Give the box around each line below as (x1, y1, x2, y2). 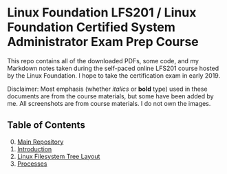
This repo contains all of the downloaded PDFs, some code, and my (7, 56, 199, 65)
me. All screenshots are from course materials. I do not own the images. (7, 99, 211, 107)
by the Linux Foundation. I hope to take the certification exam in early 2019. (7, 71, 221, 80)
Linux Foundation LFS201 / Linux (7, 5, 197, 21)
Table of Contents (7, 119, 86, 131)
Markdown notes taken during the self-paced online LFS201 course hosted (7, 64, 219, 72)
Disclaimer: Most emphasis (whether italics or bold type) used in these (7, 85, 208, 93)
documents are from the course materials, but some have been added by (7, 91, 215, 100)
